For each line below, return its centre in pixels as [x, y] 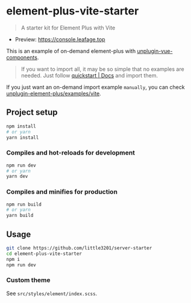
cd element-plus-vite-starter [44, 254]
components [22, 57]
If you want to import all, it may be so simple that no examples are [103, 69]
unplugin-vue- [155, 51]
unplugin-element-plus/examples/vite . [54, 93]
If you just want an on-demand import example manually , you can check [95, 87]
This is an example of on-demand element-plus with [71, 51]
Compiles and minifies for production [62, 192]
